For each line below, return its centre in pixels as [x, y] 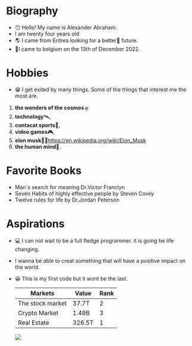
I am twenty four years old [47, 33]
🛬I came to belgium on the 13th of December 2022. [77, 49]
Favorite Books [44, 171]
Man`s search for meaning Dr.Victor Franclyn [70, 187]
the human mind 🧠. [38, 146]
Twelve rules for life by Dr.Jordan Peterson [67, 200]
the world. [27, 267]
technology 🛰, [33, 117]
